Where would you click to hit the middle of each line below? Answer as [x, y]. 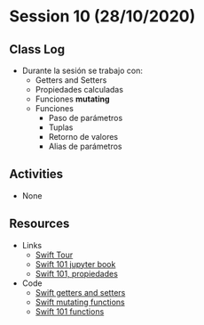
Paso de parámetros [86, 118]
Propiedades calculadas [79, 89]
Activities [36, 174]
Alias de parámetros [85, 146]
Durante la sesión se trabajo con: [82, 70]
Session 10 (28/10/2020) [102, 16]
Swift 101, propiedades [76, 273]
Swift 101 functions [70, 311]
